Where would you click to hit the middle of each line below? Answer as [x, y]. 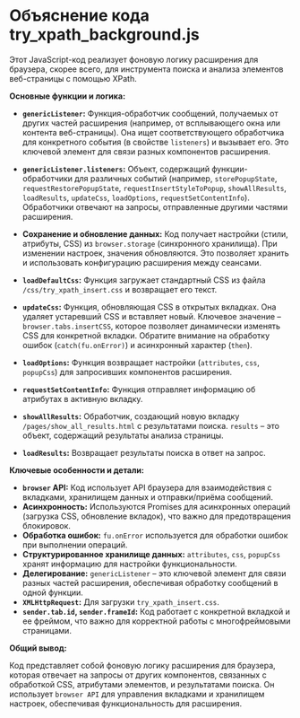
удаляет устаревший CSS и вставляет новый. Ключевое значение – [152, 316]
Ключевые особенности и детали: [77, 470]
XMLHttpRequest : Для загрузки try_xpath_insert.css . [120, 601]
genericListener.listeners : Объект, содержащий [116, 169]
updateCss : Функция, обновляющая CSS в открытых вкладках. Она [149, 307]
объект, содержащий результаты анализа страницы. [123, 435]
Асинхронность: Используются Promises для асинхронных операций [156, 506]
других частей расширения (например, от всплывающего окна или [151, 123]
